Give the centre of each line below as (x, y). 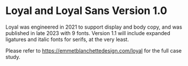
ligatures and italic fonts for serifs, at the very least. (67, 39)
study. (13, 57)
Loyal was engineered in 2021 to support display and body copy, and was (94, 27)
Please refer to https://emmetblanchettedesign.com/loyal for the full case (94, 50)
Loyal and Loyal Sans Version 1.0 (86, 11)
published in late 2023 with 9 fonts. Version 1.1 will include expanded (88, 33)
